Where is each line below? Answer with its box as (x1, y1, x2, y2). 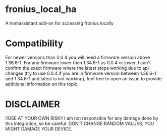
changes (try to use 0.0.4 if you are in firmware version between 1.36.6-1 (5, 70, 156, 76)
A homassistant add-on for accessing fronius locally (5, 20, 114, 26)
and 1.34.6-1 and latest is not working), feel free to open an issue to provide (5, 75, 162, 81)
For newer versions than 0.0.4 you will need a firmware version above (5, 54, 150, 60)
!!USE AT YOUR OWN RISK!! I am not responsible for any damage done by (5, 115, 158, 121)
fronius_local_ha (5, 4, 77, 15)
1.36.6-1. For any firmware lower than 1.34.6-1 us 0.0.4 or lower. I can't (5, 59, 151, 66)
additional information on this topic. (5, 81, 79, 87)
